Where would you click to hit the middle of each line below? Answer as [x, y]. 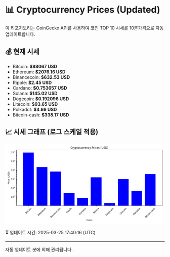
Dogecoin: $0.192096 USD [41, 99]
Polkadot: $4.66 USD [35, 109]
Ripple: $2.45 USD [32, 82]
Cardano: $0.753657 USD [40, 88]
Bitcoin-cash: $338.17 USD [41, 115]
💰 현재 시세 [22, 52]
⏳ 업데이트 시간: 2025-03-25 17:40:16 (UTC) [51, 232]
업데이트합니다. [20, 34]
